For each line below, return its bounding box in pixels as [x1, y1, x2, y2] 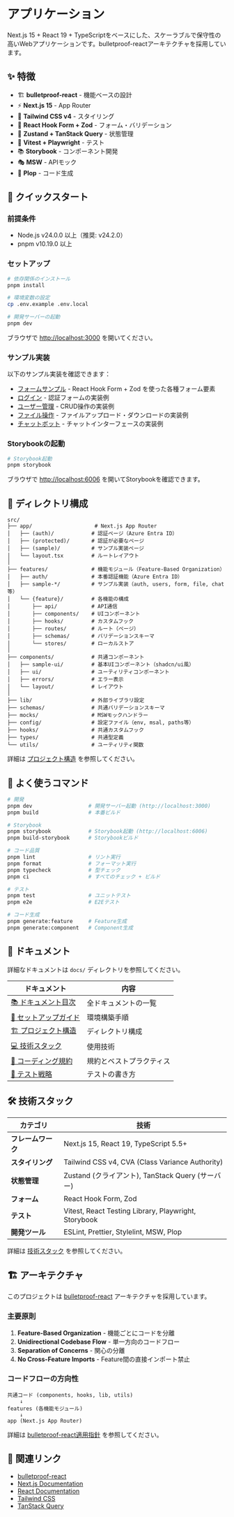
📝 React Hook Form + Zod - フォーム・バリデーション [17, 120, 172, 129]
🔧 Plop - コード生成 [17, 168, 74, 177]
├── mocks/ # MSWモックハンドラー [7, 712, 148, 719]
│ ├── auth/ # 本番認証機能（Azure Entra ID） [7, 574, 183, 581]
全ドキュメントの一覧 [86, 999, 157, 1008]
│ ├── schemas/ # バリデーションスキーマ [7, 633, 155, 640]
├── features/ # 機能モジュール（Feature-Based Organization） [7, 566, 225, 573]
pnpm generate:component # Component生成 [7, 924, 134, 931]
